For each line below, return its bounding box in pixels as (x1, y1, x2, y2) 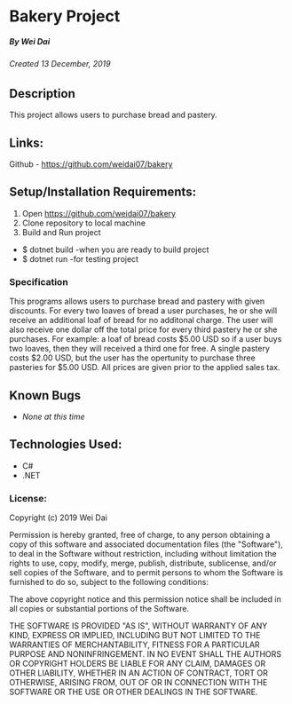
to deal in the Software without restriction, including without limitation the (9, 549, 277, 559)
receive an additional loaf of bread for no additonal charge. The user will (9, 315, 273, 326)
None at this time (21, 411, 86, 422)
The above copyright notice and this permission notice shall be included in (9, 594, 281, 605)
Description (9, 86, 75, 101)
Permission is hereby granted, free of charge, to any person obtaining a (9, 530, 271, 541)
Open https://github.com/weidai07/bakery (21, 208, 176, 218)
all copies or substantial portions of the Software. (9, 604, 189, 614)
